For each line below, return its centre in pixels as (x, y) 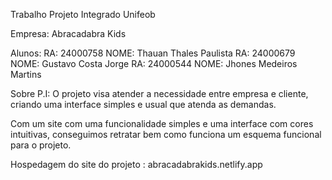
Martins (26, 74)
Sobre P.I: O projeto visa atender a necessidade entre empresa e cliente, (159, 93)
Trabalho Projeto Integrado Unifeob (83, 14)
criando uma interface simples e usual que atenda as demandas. (143, 104)
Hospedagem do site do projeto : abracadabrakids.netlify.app (136, 164)
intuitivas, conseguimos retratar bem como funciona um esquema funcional (166, 134)
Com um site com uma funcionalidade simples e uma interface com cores (162, 123)
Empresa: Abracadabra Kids (68, 33)
